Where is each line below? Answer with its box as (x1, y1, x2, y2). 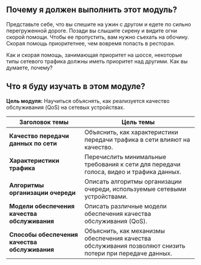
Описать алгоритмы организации (84, 177, 182, 185)
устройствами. (84, 192, 128, 200)
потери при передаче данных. (84, 249, 172, 257)
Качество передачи (9, 132, 69, 140)
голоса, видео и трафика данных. (84, 167, 181, 176)
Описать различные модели (84, 202, 167, 210)
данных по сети (9, 139, 57, 147)
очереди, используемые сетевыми (84, 185, 187, 193)
